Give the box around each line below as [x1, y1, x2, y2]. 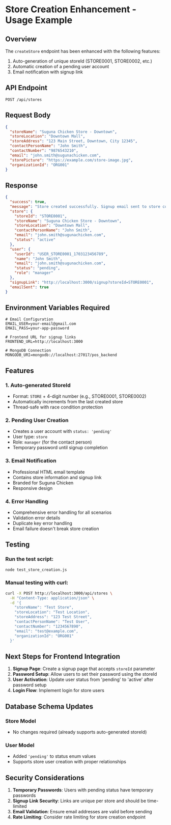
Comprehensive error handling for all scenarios [12, 509, 112, 515]
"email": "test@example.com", [14, 628, 79, 634]
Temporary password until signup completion [12, 445, 108, 451]
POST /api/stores [5, 97, 42, 102]
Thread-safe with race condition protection [12, 404, 103, 410]
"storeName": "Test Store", [14, 605, 74, 610]
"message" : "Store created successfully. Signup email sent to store [10, 204, 160, 209]
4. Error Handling [5, 498, 48, 505]
